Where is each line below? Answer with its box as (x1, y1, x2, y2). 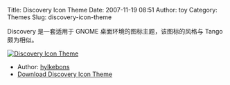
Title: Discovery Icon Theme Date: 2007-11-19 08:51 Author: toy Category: (7, 6, 218, 14)
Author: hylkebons (17, 63, 70, 71)
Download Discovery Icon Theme (17, 70, 113, 78)
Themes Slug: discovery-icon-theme (7, 13, 112, 21)
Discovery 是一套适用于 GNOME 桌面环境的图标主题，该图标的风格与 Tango (7, 27, 223, 35)
